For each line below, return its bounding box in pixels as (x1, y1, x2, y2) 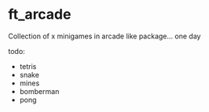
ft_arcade (8, 5, 71, 23)
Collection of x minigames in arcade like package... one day (8, 31, 201, 41)
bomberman (19, 86, 60, 96)
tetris (19, 61, 37, 71)
